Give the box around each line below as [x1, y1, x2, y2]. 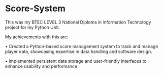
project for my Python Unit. [5, 24, 60, 30]
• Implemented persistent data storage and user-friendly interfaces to [5, 58, 147, 64]
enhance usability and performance [5, 63, 77, 69]
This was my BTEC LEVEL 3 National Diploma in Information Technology [5, 19, 151, 25]
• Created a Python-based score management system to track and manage [5, 43, 159, 49]
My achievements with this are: [5, 34, 68, 40]
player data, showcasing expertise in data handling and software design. [5, 49, 153, 54]
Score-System [5, 3, 65, 14]
